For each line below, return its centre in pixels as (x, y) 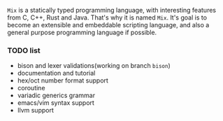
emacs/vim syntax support (56, 103)
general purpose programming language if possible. (82, 32)
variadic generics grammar (56, 95)
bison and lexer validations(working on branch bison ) (94, 66)
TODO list (24, 50)
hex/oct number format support (63, 80)
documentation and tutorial (56, 73)
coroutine (31, 88)
